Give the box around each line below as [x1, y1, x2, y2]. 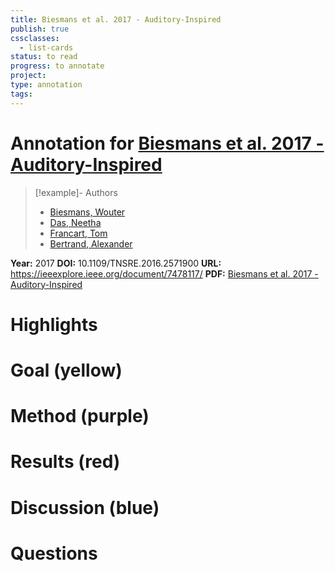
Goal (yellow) [10, 359, 123, 381]
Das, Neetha [49, 216, 102, 228]
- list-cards [19, 42, 74, 53]
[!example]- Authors [34, 186, 118, 198]
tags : [10, 89, 33, 99]
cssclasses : [10, 33, 60, 43]
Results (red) [10, 451, 121, 473]
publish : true [10, 24, 70, 34]
